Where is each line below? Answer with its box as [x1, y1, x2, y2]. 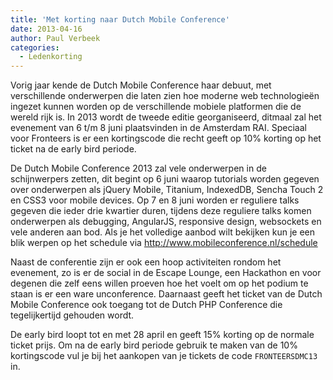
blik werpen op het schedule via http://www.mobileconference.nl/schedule [10, 237, 318, 249]
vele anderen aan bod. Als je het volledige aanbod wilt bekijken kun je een [10, 226, 315, 238]
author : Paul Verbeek [10, 33, 101, 43]
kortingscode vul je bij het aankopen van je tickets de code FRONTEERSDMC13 [10, 350, 318, 362]
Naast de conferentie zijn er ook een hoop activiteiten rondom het [10, 256, 282, 268]
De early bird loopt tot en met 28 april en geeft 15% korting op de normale [10, 329, 315, 341]
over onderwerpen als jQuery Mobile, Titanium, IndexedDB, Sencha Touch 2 [10, 184, 324, 196]
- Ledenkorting [19, 52, 83, 62]
